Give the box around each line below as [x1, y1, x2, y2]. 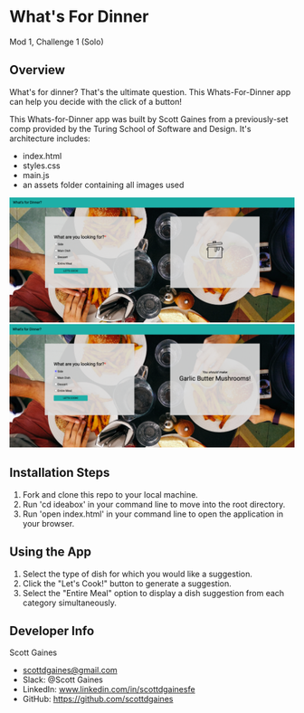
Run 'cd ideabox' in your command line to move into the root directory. [22, 499, 286, 509]
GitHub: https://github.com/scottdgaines [22, 694, 174, 705]
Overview [9, 62, 66, 78]
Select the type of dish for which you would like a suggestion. [22, 568, 253, 579]
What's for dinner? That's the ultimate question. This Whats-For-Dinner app [9, 86, 291, 97]
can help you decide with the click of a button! [9, 96, 183, 107]
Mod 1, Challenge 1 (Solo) [9, 36, 104, 47]
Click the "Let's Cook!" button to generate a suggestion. [22, 577, 233, 589]
